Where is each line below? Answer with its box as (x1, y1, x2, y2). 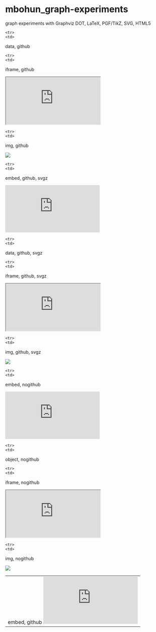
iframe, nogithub (5, 479, 40, 485)
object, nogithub (5, 456, 39, 462)
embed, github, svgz (5, 175, 48, 181)
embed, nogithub (5, 381, 41, 387)
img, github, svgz (5, 349, 41, 355)
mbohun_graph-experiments (5, 4, 128, 15)
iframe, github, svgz (5, 273, 47, 279)
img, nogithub (5, 555, 34, 561)
